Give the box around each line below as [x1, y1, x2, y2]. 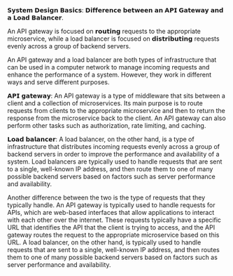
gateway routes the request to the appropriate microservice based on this [7, 231, 220, 239]
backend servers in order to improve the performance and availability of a [7, 150, 220, 158]
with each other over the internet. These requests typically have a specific [7, 216, 222, 224]
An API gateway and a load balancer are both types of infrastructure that [7, 55, 217, 64]
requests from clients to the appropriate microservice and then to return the [7, 107, 226, 114]
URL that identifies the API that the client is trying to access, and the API [7, 223, 216, 231]
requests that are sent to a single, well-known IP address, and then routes [7, 246, 220, 254]
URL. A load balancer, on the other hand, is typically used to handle [7, 238, 202, 247]
